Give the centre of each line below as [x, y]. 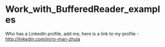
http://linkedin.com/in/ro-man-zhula [43, 39]
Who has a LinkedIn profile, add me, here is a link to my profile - [72, 33]
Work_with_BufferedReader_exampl [83, 9]
